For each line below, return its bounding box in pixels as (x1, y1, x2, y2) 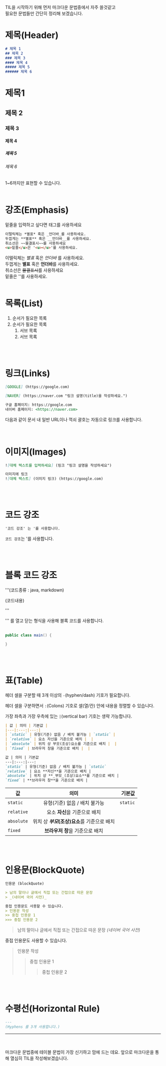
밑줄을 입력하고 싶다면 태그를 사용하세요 (5, 222, 82, 228)
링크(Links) (5, 368, 50, 379)
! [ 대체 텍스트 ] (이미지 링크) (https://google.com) (5, 477, 104, 482)
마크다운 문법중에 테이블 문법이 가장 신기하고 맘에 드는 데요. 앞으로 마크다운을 (5, 1049, 154, 1055)
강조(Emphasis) (5, 204, 69, 216)
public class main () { (5, 632, 52, 637)
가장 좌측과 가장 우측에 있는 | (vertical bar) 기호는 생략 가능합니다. (5, 713, 132, 719)
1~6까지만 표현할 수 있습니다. (5, 180, 62, 186)
